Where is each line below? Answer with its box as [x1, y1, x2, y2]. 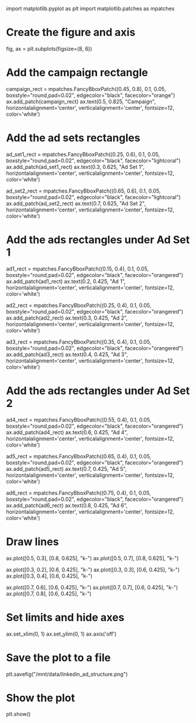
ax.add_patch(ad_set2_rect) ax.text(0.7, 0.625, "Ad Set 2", [6, 200, 146, 207]
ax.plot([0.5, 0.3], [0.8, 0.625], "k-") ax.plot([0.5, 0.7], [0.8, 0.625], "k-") [6, 555, 179, 562]
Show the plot [6, 691, 75, 705]
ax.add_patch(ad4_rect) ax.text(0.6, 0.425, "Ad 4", [6, 428, 128, 436]
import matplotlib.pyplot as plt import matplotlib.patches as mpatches [6, 5, 175, 12]
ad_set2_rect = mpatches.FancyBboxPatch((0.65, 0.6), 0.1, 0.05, [6, 187, 161, 194]
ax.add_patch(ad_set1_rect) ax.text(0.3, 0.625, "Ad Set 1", [6, 163, 145, 170]
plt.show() [6, 711, 31, 718]
